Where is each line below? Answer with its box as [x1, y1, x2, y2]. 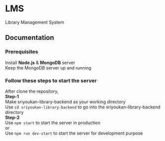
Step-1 [5, 93, 19, 99]
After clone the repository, [5, 88, 58, 94]
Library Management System [5, 19, 64, 25]
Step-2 [5, 114, 20, 120]
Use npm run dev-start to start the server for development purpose [5, 130, 143, 136]
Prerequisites [5, 48, 38, 55]
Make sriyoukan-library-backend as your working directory [5, 99, 126, 105]
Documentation [5, 34, 55, 42]
